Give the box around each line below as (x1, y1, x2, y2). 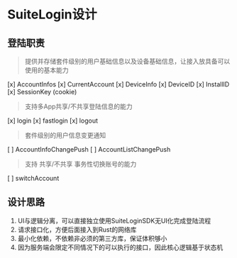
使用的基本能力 (24, 66, 69, 74)
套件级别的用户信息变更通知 (24, 131, 106, 139)
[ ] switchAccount (7, 174, 60, 182)
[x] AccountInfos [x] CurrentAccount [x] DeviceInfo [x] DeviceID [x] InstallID (7, 80, 230, 89)
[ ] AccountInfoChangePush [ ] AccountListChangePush (7, 145, 171, 153)
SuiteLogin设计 (7, 6, 97, 23)
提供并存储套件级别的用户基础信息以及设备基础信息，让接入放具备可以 (24, 57, 231, 65)
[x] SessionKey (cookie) (7, 88, 77, 96)
